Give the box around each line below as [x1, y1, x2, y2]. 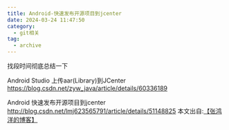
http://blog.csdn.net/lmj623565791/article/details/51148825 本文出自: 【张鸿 [7, 107, 223, 115]
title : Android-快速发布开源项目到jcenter [7, 10, 122, 17]
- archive [13, 42, 42, 49]
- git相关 [13, 29, 39, 36]
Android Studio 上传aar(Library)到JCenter [7, 76, 127, 85]
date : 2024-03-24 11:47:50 [7, 17, 85, 23]
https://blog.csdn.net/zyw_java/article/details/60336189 [7, 84, 168, 92]
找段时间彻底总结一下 [7, 62, 68, 69]
